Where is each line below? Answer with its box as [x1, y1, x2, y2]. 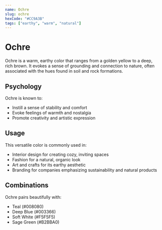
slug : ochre [5, 12, 29, 17]
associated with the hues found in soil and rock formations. [5, 68, 123, 74]
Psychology [5, 82, 42, 91]
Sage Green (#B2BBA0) [12, 219, 60, 225]
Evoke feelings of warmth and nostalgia [12, 110, 91, 115]
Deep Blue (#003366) [12, 209, 56, 214]
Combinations [5, 181, 49, 190]
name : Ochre [5, 7, 29, 12]
